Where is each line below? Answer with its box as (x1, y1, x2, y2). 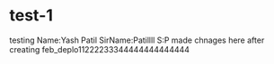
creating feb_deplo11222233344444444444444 (9, 44, 190, 54)
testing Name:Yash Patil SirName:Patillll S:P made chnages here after (9, 35, 265, 45)
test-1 (9, 5, 54, 26)
